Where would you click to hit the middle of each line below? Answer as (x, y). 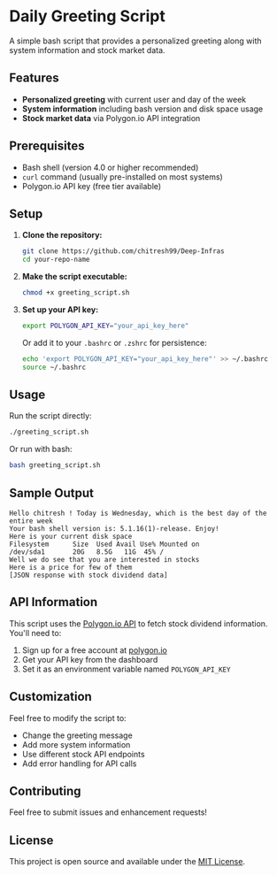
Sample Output (52, 493)
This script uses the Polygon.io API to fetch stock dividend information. (138, 623)
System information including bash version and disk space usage (142, 109)
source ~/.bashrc (54, 367)
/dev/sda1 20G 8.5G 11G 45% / (87, 552)
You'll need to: (35, 633)
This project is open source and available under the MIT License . (127, 862)
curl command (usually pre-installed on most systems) (122, 177)
